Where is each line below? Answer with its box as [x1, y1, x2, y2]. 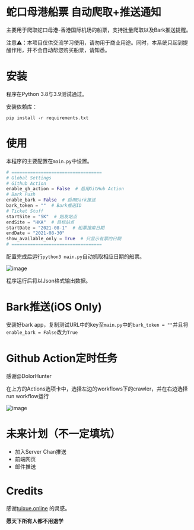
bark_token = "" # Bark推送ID [6, 203, 82, 209]
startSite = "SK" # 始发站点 [6, 213, 77, 219]
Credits [6, 484, 43, 498]
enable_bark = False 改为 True [6, 328, 78, 336]
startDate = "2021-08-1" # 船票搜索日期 [6, 225, 105, 231]
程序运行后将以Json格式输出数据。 [6, 277, 91, 284]
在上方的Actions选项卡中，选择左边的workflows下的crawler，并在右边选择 [6, 385, 188, 392]
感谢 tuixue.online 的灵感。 [6, 504, 71, 512]
